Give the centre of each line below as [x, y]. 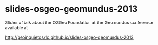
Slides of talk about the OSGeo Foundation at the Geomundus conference [79, 22]
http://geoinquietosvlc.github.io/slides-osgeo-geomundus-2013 [69, 37]
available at [17, 27]
